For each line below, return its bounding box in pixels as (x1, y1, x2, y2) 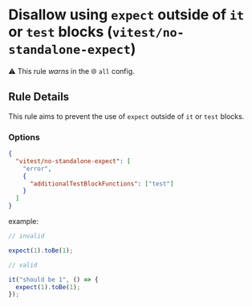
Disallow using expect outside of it (8, 6, 245, 24)
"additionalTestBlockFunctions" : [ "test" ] (29, 179, 174, 188)
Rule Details (8, 90, 70, 104)
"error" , (22, 165, 52, 173)
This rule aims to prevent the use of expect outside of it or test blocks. (8, 111, 245, 121)
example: (8, 217, 39, 226)
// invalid (8, 232, 45, 240)
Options (8, 131, 40, 142)
